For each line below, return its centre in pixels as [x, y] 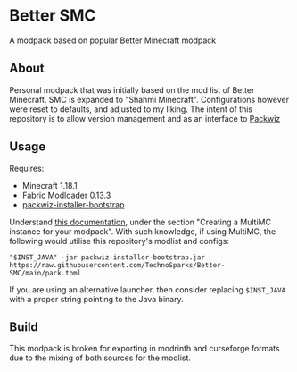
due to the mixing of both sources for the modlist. [100, 358]
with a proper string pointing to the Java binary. [97, 299]
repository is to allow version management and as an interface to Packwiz [145, 118]
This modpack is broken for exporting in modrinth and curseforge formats [144, 349]
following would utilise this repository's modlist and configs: [120, 241]
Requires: [27, 168]
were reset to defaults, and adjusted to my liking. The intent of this [131, 109]
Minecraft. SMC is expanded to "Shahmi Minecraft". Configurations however [149, 99]
